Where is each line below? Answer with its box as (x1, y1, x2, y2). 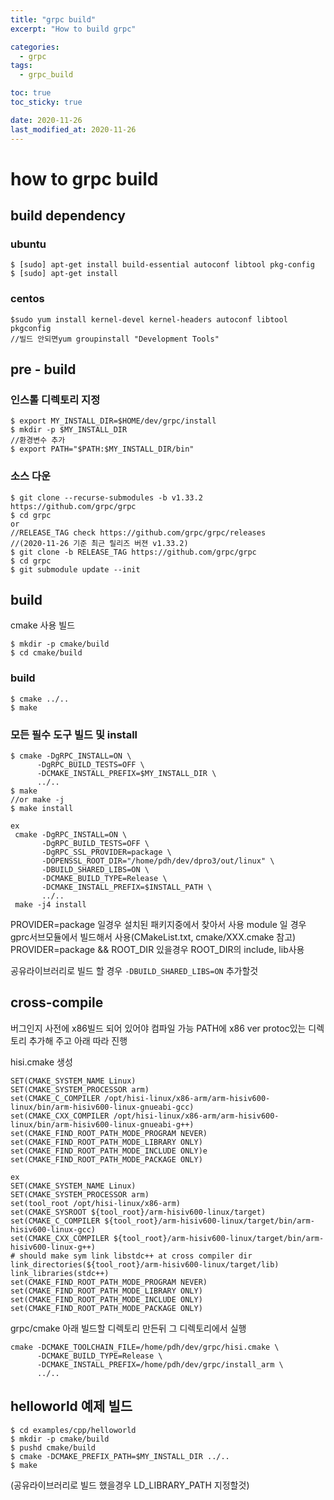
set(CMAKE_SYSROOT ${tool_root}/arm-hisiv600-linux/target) (10, 1207, 267, 1217)
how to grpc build (10, 167, 159, 190)
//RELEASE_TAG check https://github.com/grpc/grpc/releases (10, 527, 267, 538)
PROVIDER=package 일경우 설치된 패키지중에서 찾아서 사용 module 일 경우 (10, 919, 307, 931)
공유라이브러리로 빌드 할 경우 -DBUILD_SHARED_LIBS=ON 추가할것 (10, 965, 259, 977)
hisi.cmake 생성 (10, 1056, 73, 1068)
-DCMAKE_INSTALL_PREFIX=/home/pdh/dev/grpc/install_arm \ (36, 1359, 284, 1370)
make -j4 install (14, 900, 87, 910)
